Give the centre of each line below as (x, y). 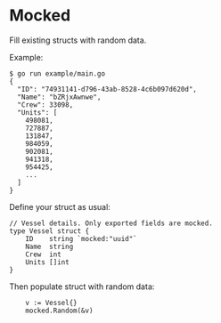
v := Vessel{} (51, 303)
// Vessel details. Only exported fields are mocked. (111, 223)
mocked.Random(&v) (59, 311)
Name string (49, 246)
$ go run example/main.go (57, 73)
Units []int (47, 262)
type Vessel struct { (49, 231)
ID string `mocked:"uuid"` (82, 238)
